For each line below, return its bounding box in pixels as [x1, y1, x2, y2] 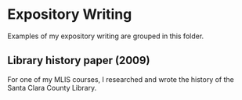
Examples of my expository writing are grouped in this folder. [7, 31, 204, 41]
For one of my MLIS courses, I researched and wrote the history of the [7, 74, 234, 84]
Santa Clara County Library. [7, 83, 97, 92]
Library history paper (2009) [7, 54, 150, 67]
